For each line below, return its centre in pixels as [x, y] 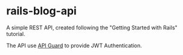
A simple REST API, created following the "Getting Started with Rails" [92, 27]
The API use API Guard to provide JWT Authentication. [74, 45]
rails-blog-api [41, 11]
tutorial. [16, 33]
